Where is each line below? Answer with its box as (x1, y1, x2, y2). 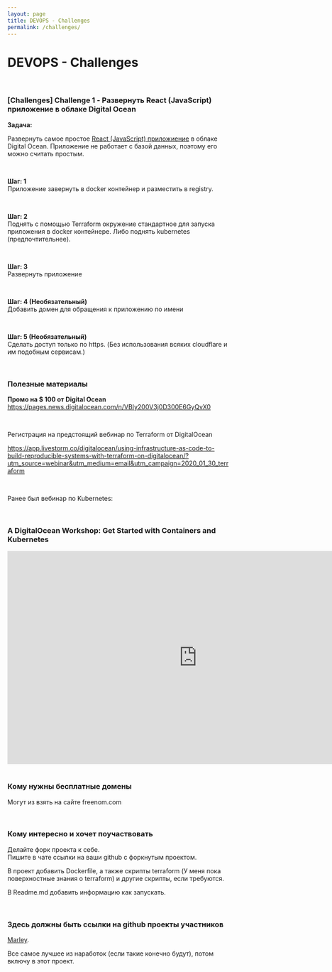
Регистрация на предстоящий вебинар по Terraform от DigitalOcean (7, 430, 213, 438)
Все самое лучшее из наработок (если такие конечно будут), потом (7, 949, 214, 958)
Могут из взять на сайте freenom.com (7, 797, 122, 806)
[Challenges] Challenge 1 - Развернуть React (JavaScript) (7, 95, 212, 105)
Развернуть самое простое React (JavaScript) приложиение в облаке (7, 134, 218, 143)
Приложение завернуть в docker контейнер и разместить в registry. (7, 184, 214, 193)
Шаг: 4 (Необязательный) (7, 297, 87, 306)
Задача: (7, 120, 33, 129)
